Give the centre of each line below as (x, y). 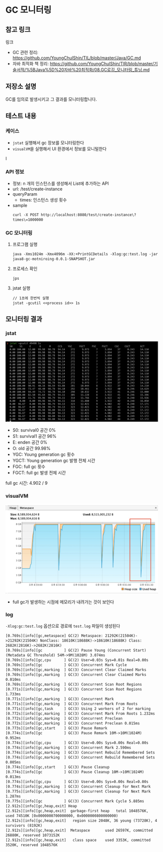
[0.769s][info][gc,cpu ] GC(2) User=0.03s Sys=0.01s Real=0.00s (77, 660)
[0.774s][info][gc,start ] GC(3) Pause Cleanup (58, 767)
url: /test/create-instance (37, 189)
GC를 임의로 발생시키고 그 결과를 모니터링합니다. (51, 99)
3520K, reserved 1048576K (31, 845)
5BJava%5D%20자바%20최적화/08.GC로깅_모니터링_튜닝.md (90, 70)
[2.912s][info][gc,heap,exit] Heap (41, 806)
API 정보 (15, 172)
